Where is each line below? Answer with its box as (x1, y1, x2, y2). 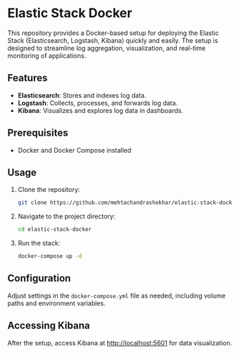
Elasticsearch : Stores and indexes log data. (17, 91, 147, 99)
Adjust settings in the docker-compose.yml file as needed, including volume (7, 291, 226, 300)
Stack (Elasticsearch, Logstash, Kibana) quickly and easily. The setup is (7, 36, 218, 44)
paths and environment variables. (7, 298, 106, 308)
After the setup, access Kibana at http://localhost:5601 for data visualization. (7, 338, 233, 347)
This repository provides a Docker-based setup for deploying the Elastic (7, 29, 219, 37)
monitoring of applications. (7, 51, 87, 60)
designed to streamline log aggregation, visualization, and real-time (7, 44, 205, 52)
